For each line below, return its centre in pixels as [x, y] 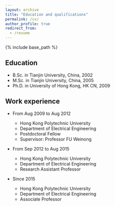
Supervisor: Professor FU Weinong [55, 139]
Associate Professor [40, 199]
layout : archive [22, 10]
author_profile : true [28, 24]
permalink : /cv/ [22, 19]
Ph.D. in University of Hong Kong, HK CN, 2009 [61, 85]
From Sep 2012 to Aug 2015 [41, 148]
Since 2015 [24, 178]
